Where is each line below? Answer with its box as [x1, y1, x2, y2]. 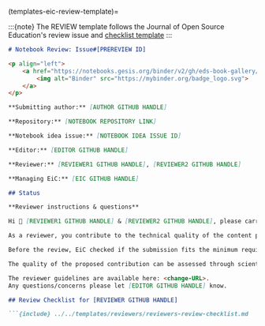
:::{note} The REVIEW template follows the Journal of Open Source [8, 22, 225, 31]
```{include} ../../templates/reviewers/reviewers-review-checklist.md [8, 310, 248, 318]
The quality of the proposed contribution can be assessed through [8, 260, 235, 268]
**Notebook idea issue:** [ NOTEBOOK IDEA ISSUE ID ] [8, 132, 181, 140]
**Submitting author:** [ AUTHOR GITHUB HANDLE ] [8, 103, 168, 111]
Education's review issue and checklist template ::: [8, 31, 173, 39]
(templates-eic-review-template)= [8, 7, 119, 16]
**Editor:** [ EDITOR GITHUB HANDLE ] [8, 146, 129, 154]
